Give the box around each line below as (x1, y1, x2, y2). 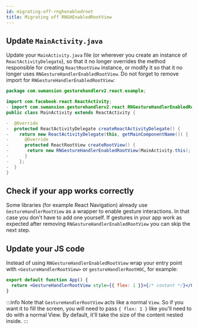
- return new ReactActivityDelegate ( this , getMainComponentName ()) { (6, 131, 189, 137)
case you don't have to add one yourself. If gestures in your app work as (6, 214, 182, 221)
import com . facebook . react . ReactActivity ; (6, 98, 112, 105)
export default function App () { (6, 277, 88, 283)
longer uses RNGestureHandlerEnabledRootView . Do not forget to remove (6, 70, 179, 77)
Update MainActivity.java (6, 36, 103, 46)
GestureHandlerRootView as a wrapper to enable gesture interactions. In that (6, 208, 190, 215)
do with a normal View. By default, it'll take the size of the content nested (6, 311, 184, 318)
